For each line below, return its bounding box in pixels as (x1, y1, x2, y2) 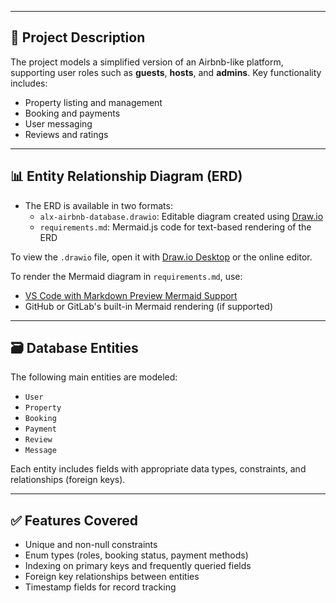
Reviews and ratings (24, 128, 109, 140)
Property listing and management (24, 96, 163, 108)
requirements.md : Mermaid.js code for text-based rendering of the (39, 221, 312, 233)
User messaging (24, 117, 93, 130)
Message (24, 446, 57, 456)
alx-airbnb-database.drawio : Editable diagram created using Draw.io (39, 210, 324, 222)
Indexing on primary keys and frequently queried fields (24, 560, 252, 572)
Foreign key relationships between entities (24, 571, 200, 583)
